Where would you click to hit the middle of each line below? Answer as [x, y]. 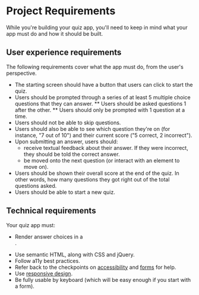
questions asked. [36, 186]
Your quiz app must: [31, 225]
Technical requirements [51, 211]
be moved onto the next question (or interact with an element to [102, 160]
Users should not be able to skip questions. [68, 123]
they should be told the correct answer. [72, 154]
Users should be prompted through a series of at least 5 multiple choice [103, 97]
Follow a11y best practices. [47, 261]
